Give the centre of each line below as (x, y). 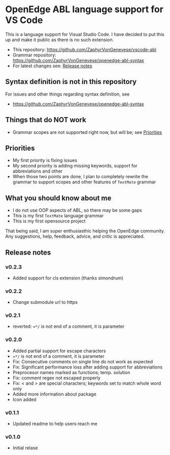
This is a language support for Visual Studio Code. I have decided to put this (85, 34)
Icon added (24, 399)
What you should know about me (58, 198)
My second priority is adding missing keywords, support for (75, 166)
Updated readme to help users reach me (55, 424)
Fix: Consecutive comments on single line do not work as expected (83, 361)
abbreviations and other (38, 171)
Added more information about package (54, 394)
